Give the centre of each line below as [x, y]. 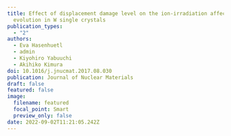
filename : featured [41, 103]
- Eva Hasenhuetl [38, 45]
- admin [24, 52]
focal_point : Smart [41, 109]
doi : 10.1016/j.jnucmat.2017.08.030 [59, 71]
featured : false [30, 90]
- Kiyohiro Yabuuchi [43, 58]
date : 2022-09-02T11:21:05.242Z [53, 122]
